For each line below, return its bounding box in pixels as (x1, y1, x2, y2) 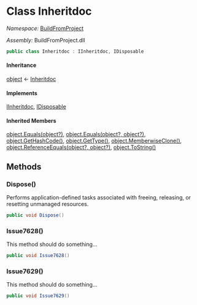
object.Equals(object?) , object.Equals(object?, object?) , (6, 131, 146, 138)
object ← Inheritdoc (6, 75, 56, 83)
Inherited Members (6, 117, 56, 124)
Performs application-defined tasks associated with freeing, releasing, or (6, 194, 191, 201)
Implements (6, 89, 38, 96)
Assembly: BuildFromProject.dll (6, 36, 85, 44)
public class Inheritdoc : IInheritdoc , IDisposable (6, 48, 144, 55)
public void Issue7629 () (6, 293, 70, 299)
